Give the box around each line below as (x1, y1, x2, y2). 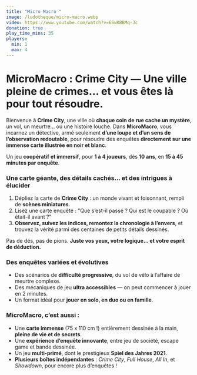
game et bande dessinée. (14, 343, 76, 350)
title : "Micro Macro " (6, 8, 62, 15)
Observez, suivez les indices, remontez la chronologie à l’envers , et (14, 219, 183, 226)
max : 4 (11, 47, 28, 53)
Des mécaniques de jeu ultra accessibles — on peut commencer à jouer (14, 284, 191, 291)
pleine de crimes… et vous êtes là (6, 85, 173, 98)
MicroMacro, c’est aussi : (6, 311, 79, 319)
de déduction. (6, 243, 41, 250)
